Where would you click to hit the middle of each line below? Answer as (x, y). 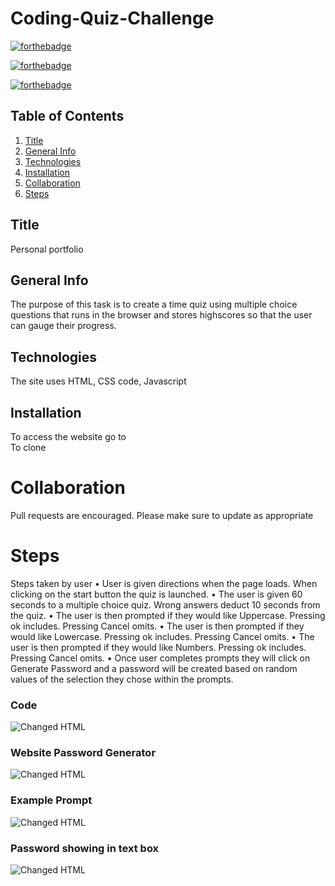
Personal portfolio (47, 249)
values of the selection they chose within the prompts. (122, 679)
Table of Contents (67, 116)
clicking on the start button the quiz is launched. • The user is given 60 (156, 594)
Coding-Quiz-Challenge (112, 18)
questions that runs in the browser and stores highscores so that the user (161, 315)
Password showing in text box (85, 848)
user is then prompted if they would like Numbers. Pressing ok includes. (158, 647)
